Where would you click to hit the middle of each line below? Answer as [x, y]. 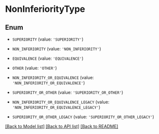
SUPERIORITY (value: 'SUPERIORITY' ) [48, 39]
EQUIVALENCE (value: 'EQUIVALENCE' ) [48, 58]
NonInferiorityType [45, 9]
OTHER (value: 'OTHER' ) [35, 68]
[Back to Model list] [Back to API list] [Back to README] [62, 126]
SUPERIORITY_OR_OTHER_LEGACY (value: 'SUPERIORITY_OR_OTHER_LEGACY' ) [83, 117]
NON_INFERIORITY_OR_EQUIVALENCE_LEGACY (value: [61, 102]
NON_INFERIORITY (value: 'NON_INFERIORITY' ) [57, 49]
